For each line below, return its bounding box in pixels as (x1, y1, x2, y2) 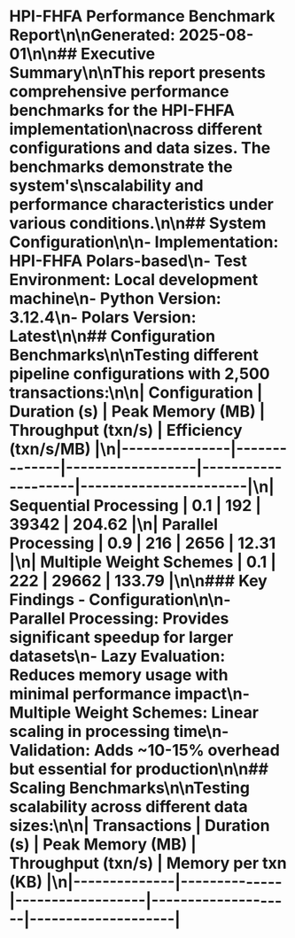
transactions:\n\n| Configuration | (9, 383, 263, 403)
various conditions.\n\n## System (9, 213, 267, 234)
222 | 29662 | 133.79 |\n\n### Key (9, 571, 268, 591)
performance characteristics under (9, 195, 275, 214)
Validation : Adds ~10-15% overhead (9, 740, 281, 761)
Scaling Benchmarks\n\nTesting (9, 778, 251, 798)
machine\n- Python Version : (9, 289, 221, 309)
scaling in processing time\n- (9, 722, 229, 741)
